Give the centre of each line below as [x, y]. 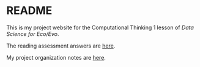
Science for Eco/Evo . [33, 33]
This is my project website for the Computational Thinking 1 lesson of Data [100, 27]
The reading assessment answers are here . [61, 46]
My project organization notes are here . [56, 57]
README [29, 11]
